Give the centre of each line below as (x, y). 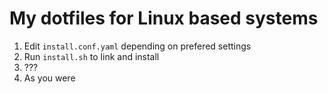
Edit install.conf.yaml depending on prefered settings (137, 46)
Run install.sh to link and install (91, 56)
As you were (49, 78)
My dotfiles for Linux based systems (164, 18)
